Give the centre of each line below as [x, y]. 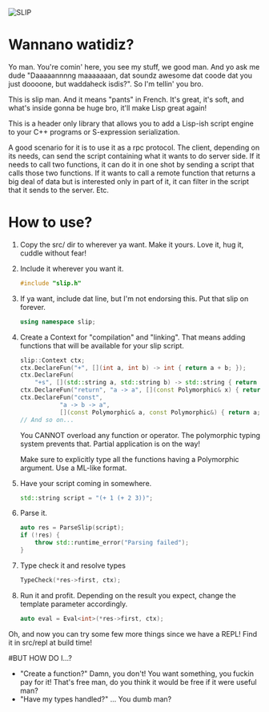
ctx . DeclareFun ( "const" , [61, 397]
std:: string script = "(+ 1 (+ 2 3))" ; [86, 498]
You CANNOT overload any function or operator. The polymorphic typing [140, 435]
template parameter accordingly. [74, 604]
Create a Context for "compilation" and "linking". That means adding [132, 337]
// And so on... [47, 420]
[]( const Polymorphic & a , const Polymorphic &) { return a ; [160, 412]
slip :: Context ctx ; [52, 360]
